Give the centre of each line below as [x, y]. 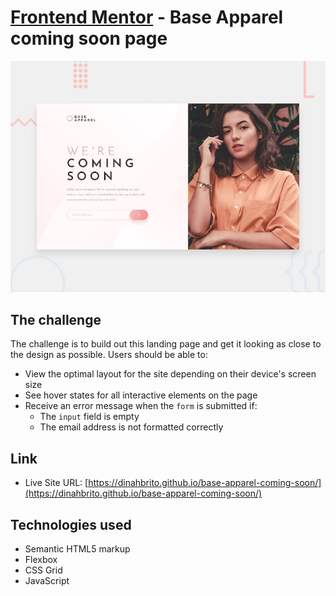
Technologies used [71, 524]
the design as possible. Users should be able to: [109, 355]
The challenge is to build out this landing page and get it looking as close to [166, 344]
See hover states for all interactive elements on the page [141, 395]
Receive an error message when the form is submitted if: [141, 406]
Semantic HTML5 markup [77, 548]
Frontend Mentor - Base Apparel [147, 17]
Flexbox [41, 559]
